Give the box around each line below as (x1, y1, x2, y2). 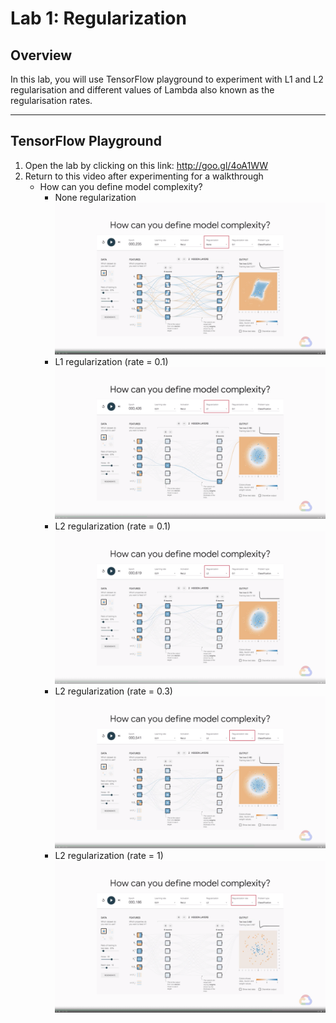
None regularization (54, 191, 137, 203)
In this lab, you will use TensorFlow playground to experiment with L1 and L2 (10, 73, 324, 85)
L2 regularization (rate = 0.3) (54, 685, 173, 697)
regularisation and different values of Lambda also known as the (10, 84, 275, 96)
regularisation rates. (10, 95, 93, 106)
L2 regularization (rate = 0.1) (54, 520, 172, 532)
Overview (10, 47, 73, 64)
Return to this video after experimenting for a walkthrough (24, 170, 264, 182)
